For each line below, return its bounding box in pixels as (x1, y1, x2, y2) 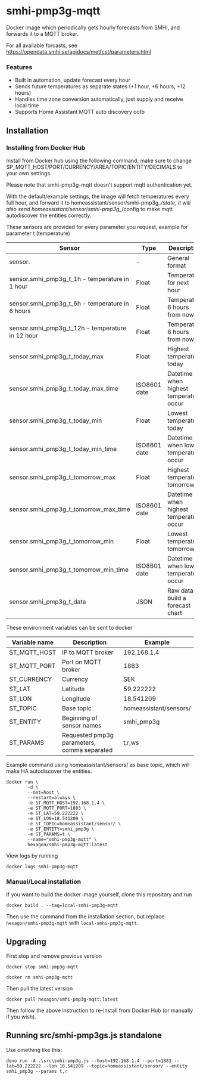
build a (167, 593, 186, 602)
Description (73, 638, 107, 646)
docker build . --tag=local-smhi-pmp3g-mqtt (6, 902, 118, 909)
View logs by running (6, 852, 58, 859)
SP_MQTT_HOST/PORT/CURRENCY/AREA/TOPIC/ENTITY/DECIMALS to (6, 163, 183, 171)
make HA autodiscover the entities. (6, 768, 92, 775)
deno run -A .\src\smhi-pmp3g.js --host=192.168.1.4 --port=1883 (6, 1057, 171, 1064)
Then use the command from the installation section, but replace (6, 913, 165, 920)
